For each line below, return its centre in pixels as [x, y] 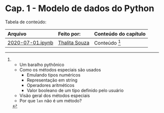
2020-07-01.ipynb [31, 43]
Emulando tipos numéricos [53, 75]
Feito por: [69, 33]
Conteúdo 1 [107, 42]
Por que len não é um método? [51, 101]
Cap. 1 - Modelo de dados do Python [80, 8]
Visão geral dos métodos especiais [55, 96]
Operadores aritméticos [51, 85]
